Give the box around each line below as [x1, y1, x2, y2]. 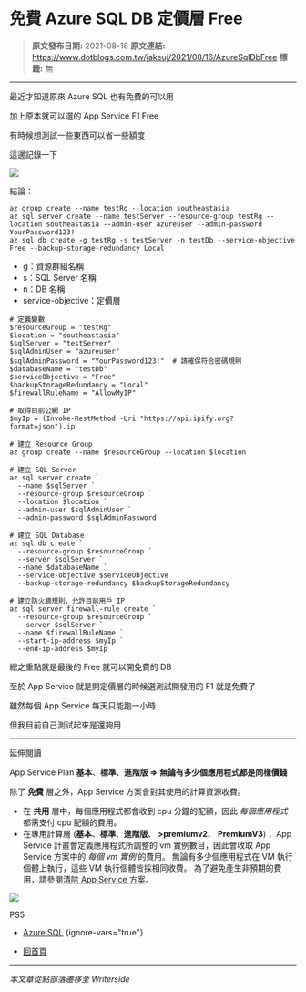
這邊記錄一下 [9, 149, 57, 160]
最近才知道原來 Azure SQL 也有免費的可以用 [9, 90, 175, 101]
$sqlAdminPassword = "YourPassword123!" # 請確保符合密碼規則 [9, 356, 242, 366]
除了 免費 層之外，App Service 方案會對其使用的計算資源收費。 [9, 786, 246, 797]
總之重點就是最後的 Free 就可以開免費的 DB [9, 661, 172, 672]
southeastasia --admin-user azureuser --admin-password [46, 220, 262, 229]
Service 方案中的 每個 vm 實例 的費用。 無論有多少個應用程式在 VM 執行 [22, 851, 293, 862]
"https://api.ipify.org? [139, 414, 234, 423]
